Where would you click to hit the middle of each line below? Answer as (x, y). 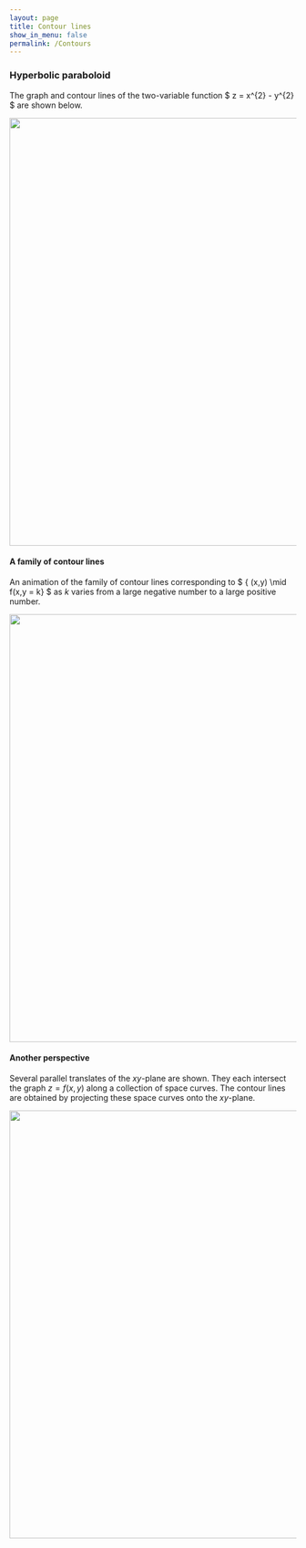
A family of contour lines (57, 561)
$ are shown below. (46, 105)
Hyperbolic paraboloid (60, 76)
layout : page (34, 18)
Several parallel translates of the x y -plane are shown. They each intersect (148, 1078)
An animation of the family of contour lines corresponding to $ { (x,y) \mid (148, 581)
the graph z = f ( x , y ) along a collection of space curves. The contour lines (148, 1088)
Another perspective (50, 1058)
